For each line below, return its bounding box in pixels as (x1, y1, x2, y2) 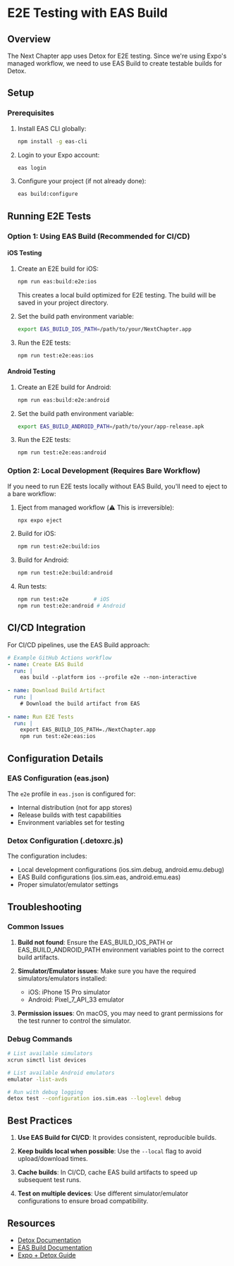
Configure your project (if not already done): (17, 177, 147, 185)
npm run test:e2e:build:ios (17, 543, 100, 551)
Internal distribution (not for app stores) (17, 803, 133, 811)
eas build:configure (17, 190, 78, 198)
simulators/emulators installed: (17, 974, 107, 983)
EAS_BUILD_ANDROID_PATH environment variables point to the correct (17, 945, 224, 954)
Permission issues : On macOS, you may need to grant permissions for (17, 1009, 223, 1017)
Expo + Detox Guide (17, 1250, 76, 1259)
